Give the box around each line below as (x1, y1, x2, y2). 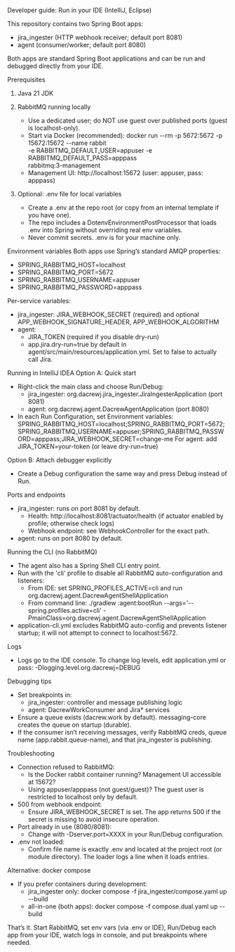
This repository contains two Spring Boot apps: (7, 20, 144, 27)
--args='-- (163, 599, 194, 607)
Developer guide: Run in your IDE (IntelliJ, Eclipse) (7, 6, 152, 14)
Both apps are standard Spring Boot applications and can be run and (7, 54, 206, 63)
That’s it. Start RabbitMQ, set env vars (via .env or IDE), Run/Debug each (7, 923, 216, 932)
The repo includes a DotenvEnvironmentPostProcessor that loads (27, 218, 217, 227)
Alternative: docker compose (7, 866, 91, 875)
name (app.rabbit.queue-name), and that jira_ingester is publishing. (17, 735, 213, 744)
